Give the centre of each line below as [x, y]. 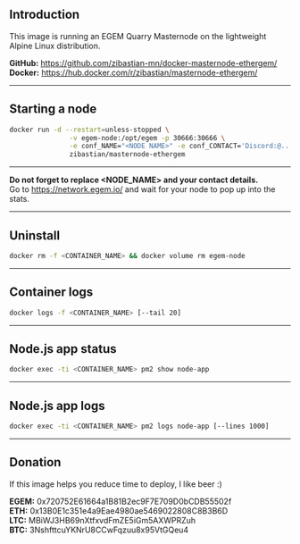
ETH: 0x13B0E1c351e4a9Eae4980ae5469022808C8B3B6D [119, 511]
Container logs [51, 293]
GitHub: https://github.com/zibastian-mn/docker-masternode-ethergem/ [143, 63]
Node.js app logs [57, 406]
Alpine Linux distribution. [55, 46]
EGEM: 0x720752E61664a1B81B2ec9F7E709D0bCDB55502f [121, 501]
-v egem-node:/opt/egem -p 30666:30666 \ [147, 138]
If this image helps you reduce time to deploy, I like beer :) [116, 484]
